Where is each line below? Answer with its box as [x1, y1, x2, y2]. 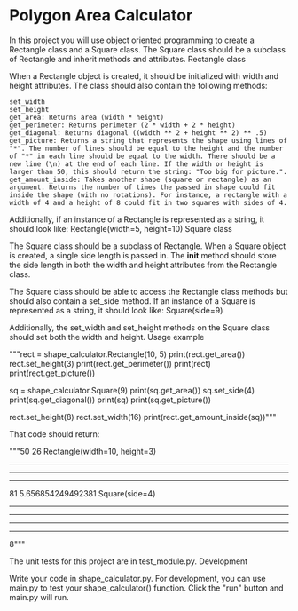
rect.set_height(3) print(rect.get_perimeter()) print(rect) [9, 358, 211, 369]
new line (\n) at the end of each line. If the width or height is [9, 159, 264, 169]
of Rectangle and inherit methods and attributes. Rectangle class [9, 53, 247, 64]
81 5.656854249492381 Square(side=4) [9, 488, 156, 498]
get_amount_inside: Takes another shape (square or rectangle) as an [9, 175, 272, 184]
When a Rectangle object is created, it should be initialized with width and [9, 70, 279, 81]
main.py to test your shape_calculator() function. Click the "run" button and [9, 583, 284, 593]
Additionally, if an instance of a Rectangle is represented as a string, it [9, 214, 264, 225]
